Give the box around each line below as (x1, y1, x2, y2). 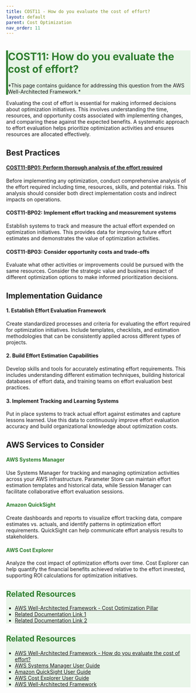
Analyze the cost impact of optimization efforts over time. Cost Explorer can (6, 559, 189, 566)
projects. (6, 338, 27, 346)
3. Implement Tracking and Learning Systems (6, 397, 119, 405)
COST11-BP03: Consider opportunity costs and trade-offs (6, 248, 150, 255)
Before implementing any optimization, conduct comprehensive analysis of (6, 177, 187, 184)
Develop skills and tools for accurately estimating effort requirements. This (6, 365, 186, 372)
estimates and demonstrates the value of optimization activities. (6, 235, 160, 242)
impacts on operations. (6, 196, 61, 203)
